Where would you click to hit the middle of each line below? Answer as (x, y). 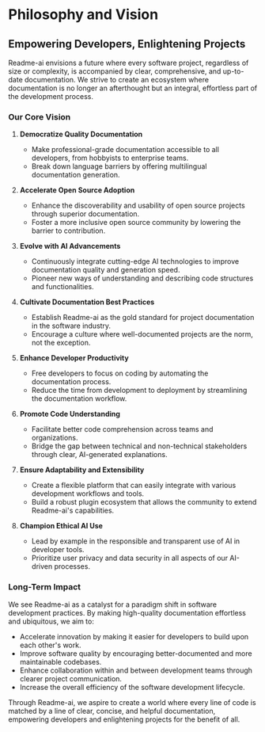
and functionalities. (62, 287)
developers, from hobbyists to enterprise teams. (110, 158)
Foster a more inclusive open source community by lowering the (136, 223)
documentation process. (71, 382)
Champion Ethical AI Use (61, 526)
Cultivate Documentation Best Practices (87, 302)
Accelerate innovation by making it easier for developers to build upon (134, 636)
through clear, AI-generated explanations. (99, 455)
